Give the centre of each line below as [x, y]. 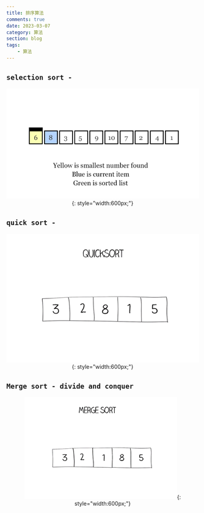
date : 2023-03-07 [28, 26]
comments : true [26, 19]
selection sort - [39, 78]
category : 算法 [25, 32]
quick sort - [31, 223]
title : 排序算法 [25, 13]
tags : [13, 45]
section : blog [24, 39]
